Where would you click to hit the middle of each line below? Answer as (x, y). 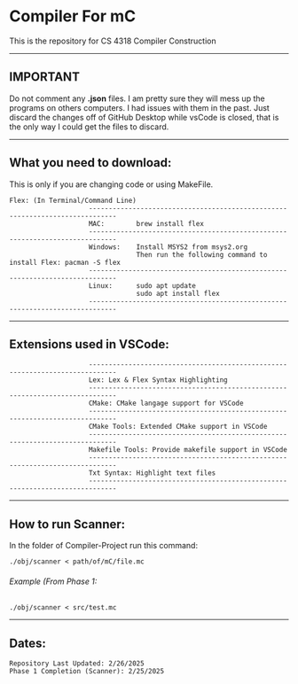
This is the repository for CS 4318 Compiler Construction (113, 41)
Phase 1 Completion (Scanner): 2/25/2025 (87, 672)
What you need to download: (90, 163)
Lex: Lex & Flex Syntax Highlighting (158, 380)
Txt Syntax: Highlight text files (152, 473)
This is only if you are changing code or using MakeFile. (111, 184)
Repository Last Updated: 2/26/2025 (77, 664)
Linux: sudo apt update (142, 285)
